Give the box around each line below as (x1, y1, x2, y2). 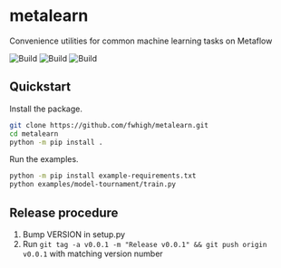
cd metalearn (9, 129, 59, 139)
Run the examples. (9, 154, 79, 165)
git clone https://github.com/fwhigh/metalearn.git (9, 120, 208, 129)
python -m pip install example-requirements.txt (9, 171, 197, 181)
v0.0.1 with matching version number (22, 248, 163, 259)
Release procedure (9, 205, 119, 220)
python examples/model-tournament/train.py (9, 180, 177, 189)
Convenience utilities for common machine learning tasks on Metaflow (9, 35, 273, 46)
